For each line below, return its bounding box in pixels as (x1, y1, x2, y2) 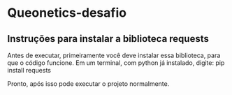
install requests (7, 66, 51, 74)
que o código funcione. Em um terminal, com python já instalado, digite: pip (7, 59, 225, 67)
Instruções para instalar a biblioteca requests (7, 33, 210, 45)
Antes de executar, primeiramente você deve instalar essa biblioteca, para (7, 51, 221, 59)
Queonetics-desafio (7, 5, 127, 21)
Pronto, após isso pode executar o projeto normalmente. (7, 80, 170, 88)
